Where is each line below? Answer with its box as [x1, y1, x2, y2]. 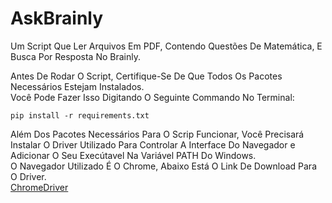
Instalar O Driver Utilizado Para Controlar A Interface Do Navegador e [10, 138, 296, 151]
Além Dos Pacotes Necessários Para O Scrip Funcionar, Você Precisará [10, 128, 305, 140]
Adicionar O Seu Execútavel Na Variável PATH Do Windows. [10, 149, 257, 161]
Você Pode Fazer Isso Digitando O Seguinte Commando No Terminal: [10, 91, 295, 103]
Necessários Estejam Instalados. [10, 80, 145, 92]
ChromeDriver [10, 181, 69, 193]
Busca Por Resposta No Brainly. [10, 50, 141, 62]
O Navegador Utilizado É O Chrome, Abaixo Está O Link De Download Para [10, 160, 317, 172]
